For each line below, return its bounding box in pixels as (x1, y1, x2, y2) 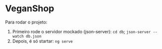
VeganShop (5, 3, 54, 14)
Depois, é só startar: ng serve (12, 38, 73, 44)
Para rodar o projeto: (5, 19, 48, 25)
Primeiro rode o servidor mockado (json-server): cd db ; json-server (12, 28, 151, 34)
